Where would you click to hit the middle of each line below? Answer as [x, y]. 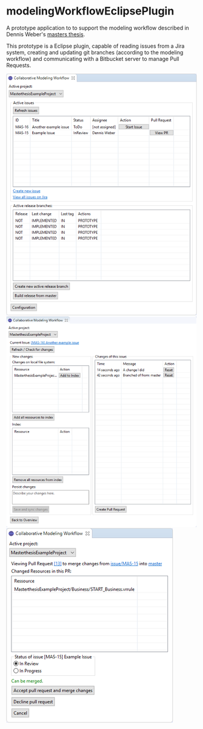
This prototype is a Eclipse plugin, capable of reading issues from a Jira [95, 46]
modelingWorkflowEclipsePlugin [90, 11]
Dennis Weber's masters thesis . [46, 34]
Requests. [19, 65]
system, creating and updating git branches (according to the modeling [95, 52]
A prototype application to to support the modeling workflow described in [98, 28]
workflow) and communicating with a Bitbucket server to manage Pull [93, 59]
